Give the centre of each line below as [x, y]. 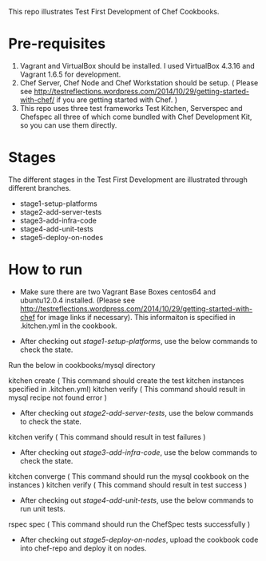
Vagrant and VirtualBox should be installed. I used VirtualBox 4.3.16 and [137, 65]
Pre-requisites [57, 44]
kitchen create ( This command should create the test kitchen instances [126, 380]
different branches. [40, 188]
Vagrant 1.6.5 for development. [70, 74]
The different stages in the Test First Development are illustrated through [128, 180]
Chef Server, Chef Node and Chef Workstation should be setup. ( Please [139, 82]
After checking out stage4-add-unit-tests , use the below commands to [137, 500]
